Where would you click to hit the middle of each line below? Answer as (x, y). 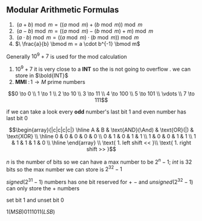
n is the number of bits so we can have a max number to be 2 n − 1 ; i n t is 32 (99, 161)
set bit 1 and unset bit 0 (35, 200)
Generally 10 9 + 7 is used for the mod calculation (67, 56)
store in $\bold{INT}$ (41, 75)
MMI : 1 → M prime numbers (50, 82)
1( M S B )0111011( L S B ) (31, 212)
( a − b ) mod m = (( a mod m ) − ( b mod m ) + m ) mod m (85, 31)
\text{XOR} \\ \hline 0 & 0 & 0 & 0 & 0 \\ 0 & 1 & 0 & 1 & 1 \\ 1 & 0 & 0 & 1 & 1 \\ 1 (101, 136)
